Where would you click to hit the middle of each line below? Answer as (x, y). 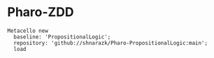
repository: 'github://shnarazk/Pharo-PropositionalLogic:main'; (111, 43)
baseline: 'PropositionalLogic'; (62, 37)
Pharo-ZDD (41, 12)
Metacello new (28, 31)
